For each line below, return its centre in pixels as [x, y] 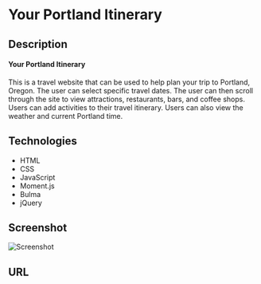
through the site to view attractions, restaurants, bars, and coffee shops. [127, 99]
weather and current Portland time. [66, 116]
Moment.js [37, 186]
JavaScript [37, 177]
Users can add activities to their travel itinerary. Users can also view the [126, 107]
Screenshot [38, 228]
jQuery [31, 203]
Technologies [43, 141]
